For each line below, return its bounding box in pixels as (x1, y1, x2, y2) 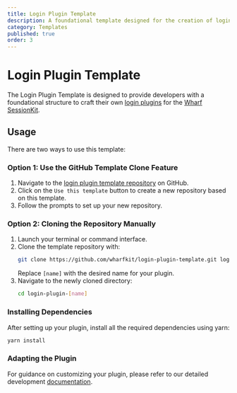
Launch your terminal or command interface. (17, 235, 147, 244)
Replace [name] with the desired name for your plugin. (17, 269, 175, 278)
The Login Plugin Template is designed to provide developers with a (7, 91, 205, 99)
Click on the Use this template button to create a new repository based (17, 186, 226, 195)
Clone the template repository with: (17, 242, 121, 251)
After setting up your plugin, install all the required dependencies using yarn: (7, 323, 230, 331)
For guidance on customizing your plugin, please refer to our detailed (7, 370, 209, 378)
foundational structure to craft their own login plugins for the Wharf (7, 98, 202, 107)
